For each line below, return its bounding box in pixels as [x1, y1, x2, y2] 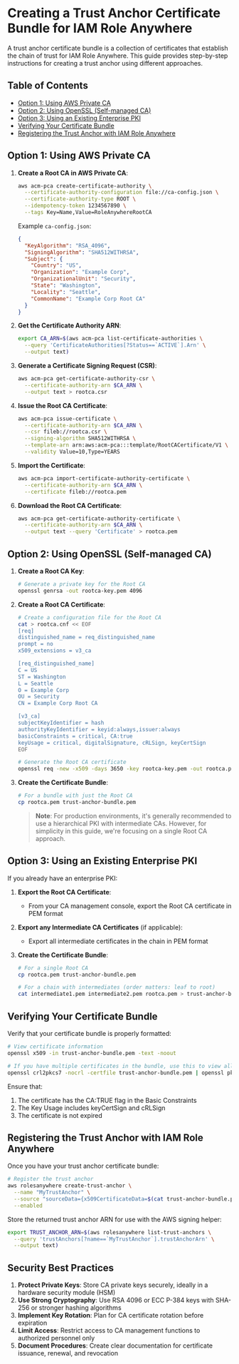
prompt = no [17, 641, 53, 648]
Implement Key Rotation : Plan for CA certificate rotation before [17, 1311, 204, 1320]
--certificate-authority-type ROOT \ [24, 195, 137, 203]
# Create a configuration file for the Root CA [17, 614, 161, 621]
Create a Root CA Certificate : [17, 600, 105, 609]
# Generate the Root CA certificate [17, 758, 127, 766]
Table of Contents [7, 80, 89, 92]
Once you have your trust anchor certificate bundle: [7, 1161, 159, 1171]
